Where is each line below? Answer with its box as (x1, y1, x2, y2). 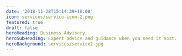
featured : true (6, 19, 43, 25)
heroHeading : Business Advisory (6, 30, 85, 36)
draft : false (6, 24, 38, 31)
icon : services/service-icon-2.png (6, 14, 93, 20)
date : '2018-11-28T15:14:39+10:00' (6, 8, 93, 15)
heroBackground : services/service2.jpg (6, 41, 104, 47)
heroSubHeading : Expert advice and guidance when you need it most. (6, 36, 177, 41)
